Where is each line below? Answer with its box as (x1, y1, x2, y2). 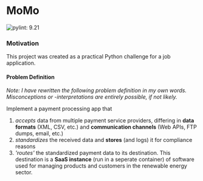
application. (6, 59, 36, 67)
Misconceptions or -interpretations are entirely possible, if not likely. (6, 93, 177, 101)
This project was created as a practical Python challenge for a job (6, 53, 171, 60)
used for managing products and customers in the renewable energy (15, 162, 187, 169)
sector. (15, 169, 33, 176)
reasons (15, 143, 36, 150)
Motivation (6, 39, 40, 48)
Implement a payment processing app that (6, 105, 112, 113)
